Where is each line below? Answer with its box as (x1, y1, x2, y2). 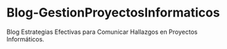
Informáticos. (6, 35, 44, 43)
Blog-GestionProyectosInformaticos (6, 5, 220, 21)
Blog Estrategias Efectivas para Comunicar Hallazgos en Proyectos (6, 28, 198, 36)
